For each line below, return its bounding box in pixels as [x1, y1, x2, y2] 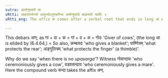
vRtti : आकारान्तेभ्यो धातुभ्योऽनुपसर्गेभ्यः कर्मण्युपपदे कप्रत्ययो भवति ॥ [5, 12, 106, 17]
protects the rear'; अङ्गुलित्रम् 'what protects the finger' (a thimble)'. [5, 46, 140, 52]
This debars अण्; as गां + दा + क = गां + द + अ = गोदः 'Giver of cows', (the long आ [5, 34, 160, 40]
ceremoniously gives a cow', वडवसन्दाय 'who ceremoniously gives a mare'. [5, 61, 154, 67]
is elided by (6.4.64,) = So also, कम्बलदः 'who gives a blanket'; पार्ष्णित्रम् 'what [5, 40, 156, 46]
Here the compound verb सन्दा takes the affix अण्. [5, 67, 104, 73]
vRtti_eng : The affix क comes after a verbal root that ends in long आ [5, 16, 159, 21]
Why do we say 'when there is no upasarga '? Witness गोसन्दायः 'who [5, 56, 143, 62]
